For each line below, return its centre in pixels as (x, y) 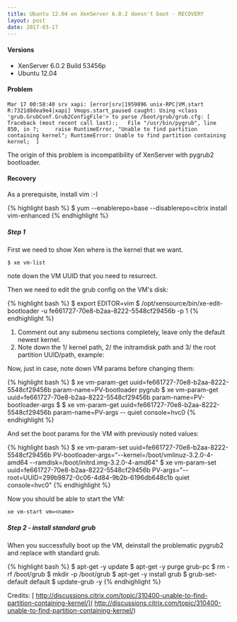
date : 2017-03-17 (33, 27)
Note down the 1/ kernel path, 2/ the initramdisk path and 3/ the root (116, 347)
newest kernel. (39, 339)
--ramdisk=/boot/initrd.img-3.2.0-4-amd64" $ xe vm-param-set (123, 462)
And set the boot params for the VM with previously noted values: (103, 433)
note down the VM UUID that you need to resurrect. (82, 276)
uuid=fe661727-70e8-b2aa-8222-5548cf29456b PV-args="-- (98, 470)
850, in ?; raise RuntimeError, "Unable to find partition (103, 129)
